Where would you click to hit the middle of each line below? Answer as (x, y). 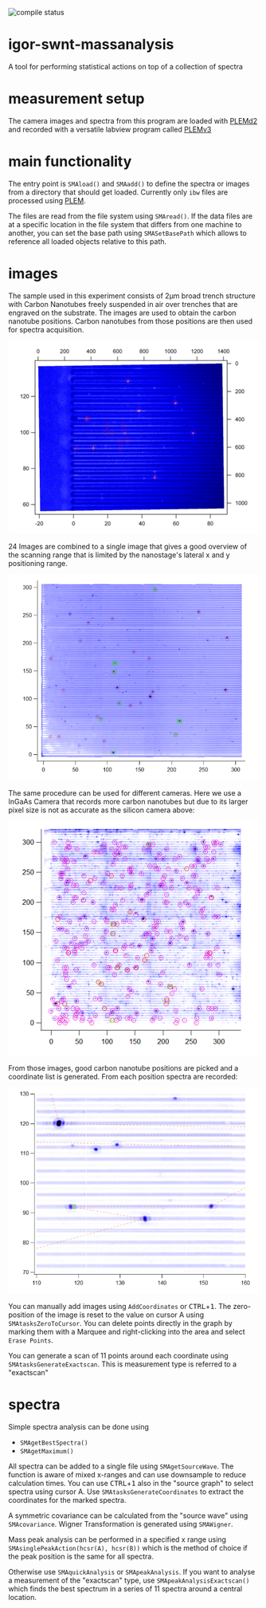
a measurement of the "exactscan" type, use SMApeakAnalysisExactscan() (129, 1580)
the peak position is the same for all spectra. (81, 1556)
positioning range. (38, 564)
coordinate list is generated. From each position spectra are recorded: (123, 1077)
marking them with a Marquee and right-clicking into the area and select (127, 1331)
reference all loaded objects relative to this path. (88, 241)
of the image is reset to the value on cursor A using (120, 1315)
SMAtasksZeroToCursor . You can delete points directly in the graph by (120, 1323)
